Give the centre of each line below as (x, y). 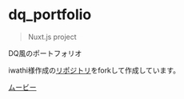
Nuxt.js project (52, 37)
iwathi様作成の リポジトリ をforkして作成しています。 (94, 70)
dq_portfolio (50, 15)
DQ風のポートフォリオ (45, 53)
